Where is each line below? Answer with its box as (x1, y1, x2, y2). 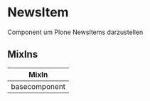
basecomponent (11, 81, 66, 91)
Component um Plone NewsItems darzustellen (7, 28, 144, 36)
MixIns (7, 48, 38, 60)
